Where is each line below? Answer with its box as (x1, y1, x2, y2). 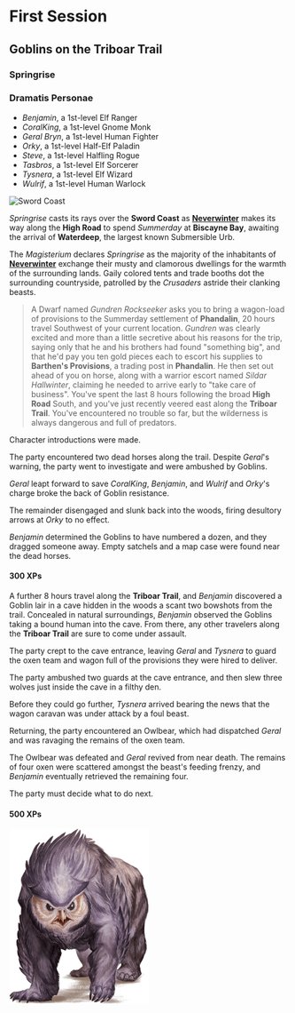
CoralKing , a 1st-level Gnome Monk (21, 122, 151, 132)
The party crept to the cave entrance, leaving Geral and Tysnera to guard (9, 646, 277, 656)
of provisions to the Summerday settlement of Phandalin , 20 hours (30, 313, 276, 323)
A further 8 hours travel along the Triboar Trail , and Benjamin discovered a (9, 591, 283, 601)
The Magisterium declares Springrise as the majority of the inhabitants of (9, 249, 276, 259)
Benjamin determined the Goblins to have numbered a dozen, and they (9, 531, 268, 542)
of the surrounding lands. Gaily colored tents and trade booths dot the (9, 267, 265, 278)
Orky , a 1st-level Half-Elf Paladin (21, 140, 140, 151)
